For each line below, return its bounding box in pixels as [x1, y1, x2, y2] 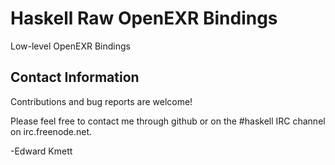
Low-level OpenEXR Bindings [10, 40, 131, 52]
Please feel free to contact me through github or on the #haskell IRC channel [10, 115, 326, 127]
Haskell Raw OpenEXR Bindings [10, 7, 278, 30]
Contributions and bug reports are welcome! [10, 95, 193, 107]
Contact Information [10, 69, 140, 86]
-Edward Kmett [10, 145, 73, 157]
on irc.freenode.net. [10, 125, 93, 137]
